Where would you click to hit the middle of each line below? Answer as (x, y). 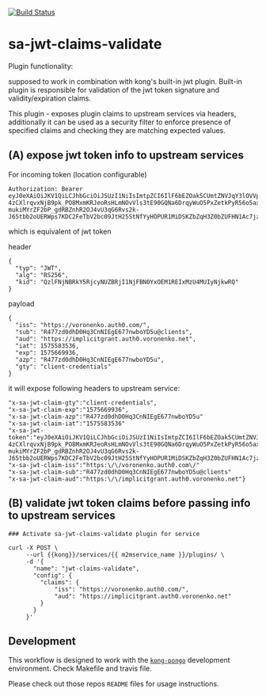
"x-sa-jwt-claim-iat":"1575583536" (67, 424)
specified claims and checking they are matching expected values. (117, 130)
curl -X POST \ (33, 548)
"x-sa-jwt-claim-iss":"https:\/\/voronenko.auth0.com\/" (104, 465)
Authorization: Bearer (46, 189)
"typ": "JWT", (38, 268)
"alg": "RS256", (42, 275)
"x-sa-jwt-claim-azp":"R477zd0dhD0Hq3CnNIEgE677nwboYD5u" (106, 416)
